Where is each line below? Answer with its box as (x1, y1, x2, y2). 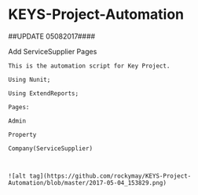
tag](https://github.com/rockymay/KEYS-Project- (28, 171, 192, 180)
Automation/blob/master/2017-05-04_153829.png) (8, 178, 167, 186)
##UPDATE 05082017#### (8, 31, 96, 41)
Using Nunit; (8, 75, 51, 83)
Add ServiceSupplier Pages (8, 46, 97, 56)
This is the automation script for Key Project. (8, 61, 170, 70)
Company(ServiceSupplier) (8, 144, 93, 153)
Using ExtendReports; (8, 89, 79, 97)
